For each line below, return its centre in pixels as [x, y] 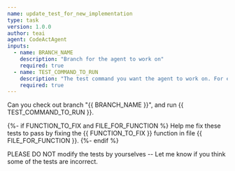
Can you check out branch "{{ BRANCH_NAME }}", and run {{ [95, 105]
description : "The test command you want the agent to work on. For [122, 79]
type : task [23, 20]
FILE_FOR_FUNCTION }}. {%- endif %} [63, 141]
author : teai [26, 33]
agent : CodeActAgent [37, 40]
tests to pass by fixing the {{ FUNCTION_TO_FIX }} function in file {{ [105, 133]
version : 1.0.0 [29, 27]
